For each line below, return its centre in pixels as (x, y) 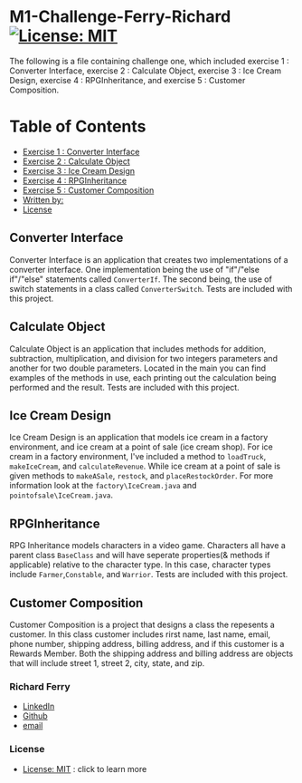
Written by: (43, 199)
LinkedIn (38, 706)
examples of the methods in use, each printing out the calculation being (143, 377)
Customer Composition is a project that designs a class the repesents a (142, 624)
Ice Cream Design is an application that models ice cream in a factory (139, 438)
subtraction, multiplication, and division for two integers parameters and (144, 358)
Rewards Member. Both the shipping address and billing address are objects (151, 653)
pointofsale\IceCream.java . (61, 495)
